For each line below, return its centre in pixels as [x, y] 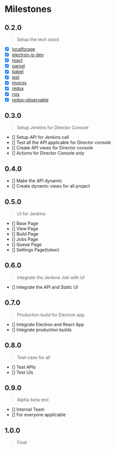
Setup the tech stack [38, 39]
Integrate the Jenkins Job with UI [51, 277]
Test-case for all [33, 357]
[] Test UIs [22, 372]
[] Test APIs [24, 367]
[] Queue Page [27, 244]
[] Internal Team [28, 410]
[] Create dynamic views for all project [51, 186]
